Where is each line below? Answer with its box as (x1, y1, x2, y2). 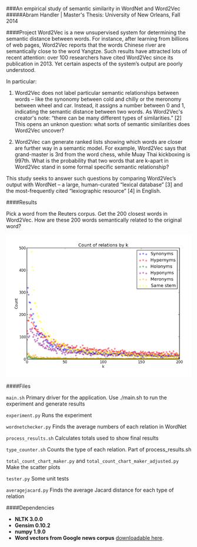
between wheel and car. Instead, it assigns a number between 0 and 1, (14, 102, 186, 108)
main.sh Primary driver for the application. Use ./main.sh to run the (6, 394, 168, 401)
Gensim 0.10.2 (14, 522, 51, 529)
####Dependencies (6, 504, 55, 511)
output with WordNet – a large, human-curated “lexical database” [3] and (6, 181, 183, 188)
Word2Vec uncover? (14, 127, 65, 134)
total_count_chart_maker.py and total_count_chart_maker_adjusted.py (6, 457, 179, 464)
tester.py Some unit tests (6, 474, 69, 482)
